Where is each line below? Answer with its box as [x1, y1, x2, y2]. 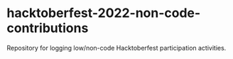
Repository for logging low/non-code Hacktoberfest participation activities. [6, 43, 227, 52]
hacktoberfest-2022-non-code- [6, 5, 201, 21]
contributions [6, 20, 89, 36]
